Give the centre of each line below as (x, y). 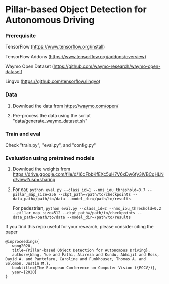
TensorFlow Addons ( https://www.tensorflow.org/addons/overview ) (76, 57)
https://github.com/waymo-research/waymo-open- (107, 66)
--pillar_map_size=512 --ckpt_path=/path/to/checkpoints (74, 213)
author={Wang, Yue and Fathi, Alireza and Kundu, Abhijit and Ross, (86, 255)
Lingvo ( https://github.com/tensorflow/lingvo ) (53, 81)
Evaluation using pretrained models (50, 158)
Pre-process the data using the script (52, 115)
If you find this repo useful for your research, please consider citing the (79, 227)
